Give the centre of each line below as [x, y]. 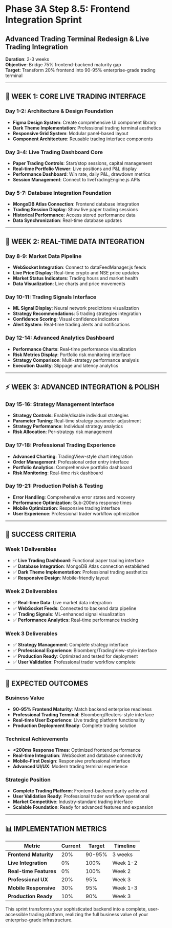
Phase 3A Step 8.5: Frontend [68, 9]
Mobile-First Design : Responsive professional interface [71, 761]
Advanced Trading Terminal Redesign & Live [77, 39]
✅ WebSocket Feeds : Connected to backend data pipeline [74, 608]
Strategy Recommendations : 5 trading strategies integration [77, 313]
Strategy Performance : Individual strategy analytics [68, 426]
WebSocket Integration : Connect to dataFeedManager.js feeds [79, 267]
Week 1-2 [125, 863]
